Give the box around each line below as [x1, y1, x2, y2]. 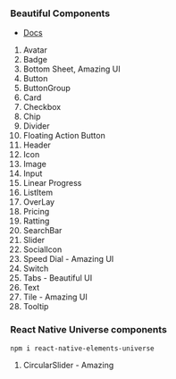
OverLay [22, 197, 55, 207]
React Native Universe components [10, 324, 168, 336]
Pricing [22, 206, 50, 217]
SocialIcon [22, 244, 63, 255]
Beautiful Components [10, 7, 111, 20]
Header [22, 139, 52, 150]
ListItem [22, 187, 53, 198]
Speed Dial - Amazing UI [22, 254, 114, 265]
